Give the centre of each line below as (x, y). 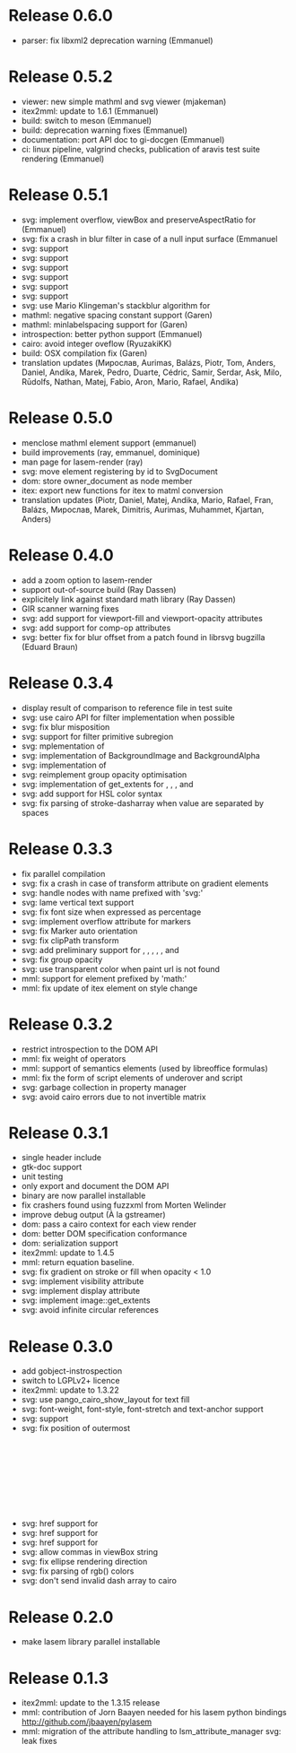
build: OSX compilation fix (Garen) (84, 353)
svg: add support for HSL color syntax (92, 794)
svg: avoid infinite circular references (90, 1310)
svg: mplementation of (63, 746)
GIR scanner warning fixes (70, 608)
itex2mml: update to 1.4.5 (68, 1253)
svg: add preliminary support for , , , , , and (100, 950)
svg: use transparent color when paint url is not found (121, 968)
